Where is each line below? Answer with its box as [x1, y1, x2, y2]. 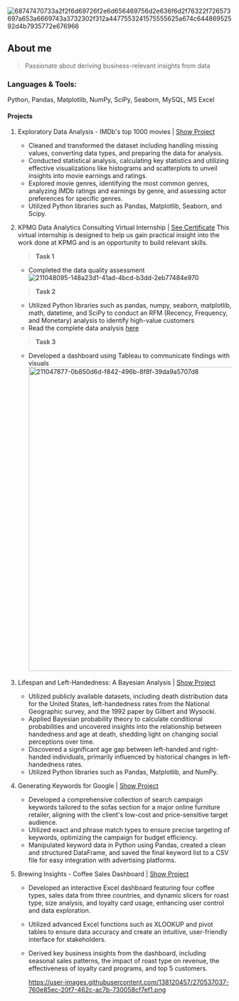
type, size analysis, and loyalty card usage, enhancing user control [28, 898, 224, 908]
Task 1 [35, 252, 55, 261]
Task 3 [35, 338, 56, 346]
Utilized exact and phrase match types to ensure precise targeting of [28, 826, 230, 834]
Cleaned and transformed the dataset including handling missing [28, 141, 218, 150]
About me [7, 43, 52, 55]
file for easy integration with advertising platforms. [28, 856, 176, 865]
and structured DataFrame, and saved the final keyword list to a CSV [28, 849, 229, 857]
